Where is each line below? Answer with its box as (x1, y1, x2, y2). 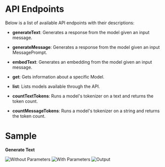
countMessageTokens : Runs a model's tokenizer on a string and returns (12, 108, 160, 114)
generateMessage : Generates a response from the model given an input (12, 44, 160, 50)
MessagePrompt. (12, 49, 47, 55)
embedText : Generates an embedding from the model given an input (12, 59, 152, 65)
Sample (5, 130, 37, 142)
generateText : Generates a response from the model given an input (12, 29, 150, 35)
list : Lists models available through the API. (12, 83, 100, 89)
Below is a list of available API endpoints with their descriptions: (5, 20, 134, 26)
